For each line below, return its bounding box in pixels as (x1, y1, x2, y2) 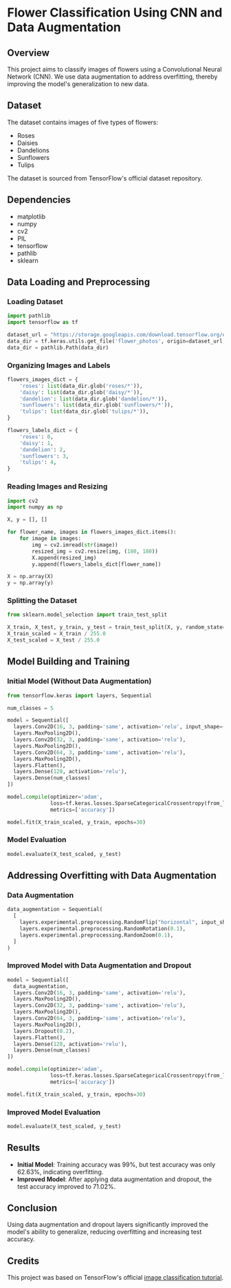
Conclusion (7, 1203, 58, 1214)
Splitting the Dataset (7, 596, 78, 606)
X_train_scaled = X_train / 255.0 (7, 631, 107, 637)
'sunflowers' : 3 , (19, 453, 69, 460)
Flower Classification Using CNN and (7, 5, 223, 21)
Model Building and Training (7, 656, 131, 668)
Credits (7, 1255, 40, 1267)
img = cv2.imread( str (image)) (32, 541, 118, 549)
